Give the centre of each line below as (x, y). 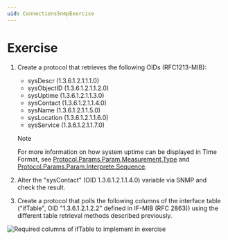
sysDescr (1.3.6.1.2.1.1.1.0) (63, 80)
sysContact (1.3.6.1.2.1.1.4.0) (67, 103)
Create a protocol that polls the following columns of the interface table (119, 200)
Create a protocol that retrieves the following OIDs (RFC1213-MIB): (112, 67)
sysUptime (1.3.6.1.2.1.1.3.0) (66, 95)
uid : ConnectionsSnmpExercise (51, 14)
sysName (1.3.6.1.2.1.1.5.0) (64, 110)
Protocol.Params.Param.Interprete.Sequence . (82, 166)
